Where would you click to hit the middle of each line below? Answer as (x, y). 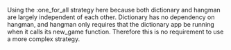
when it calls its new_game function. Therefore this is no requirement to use (115, 32)
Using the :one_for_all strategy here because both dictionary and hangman (114, 10)
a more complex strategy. (44, 39)
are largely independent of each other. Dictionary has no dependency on (111, 17)
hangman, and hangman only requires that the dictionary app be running (111, 24)
